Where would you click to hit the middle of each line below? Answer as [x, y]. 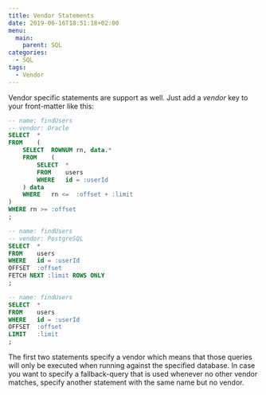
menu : [17, 30]
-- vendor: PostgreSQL [46, 239]
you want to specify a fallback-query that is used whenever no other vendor [133, 374]
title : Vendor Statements [51, 16]
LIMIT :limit [33, 334]
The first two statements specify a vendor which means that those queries [130, 357]
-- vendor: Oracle [39, 128]
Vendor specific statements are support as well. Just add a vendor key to [128, 97]
